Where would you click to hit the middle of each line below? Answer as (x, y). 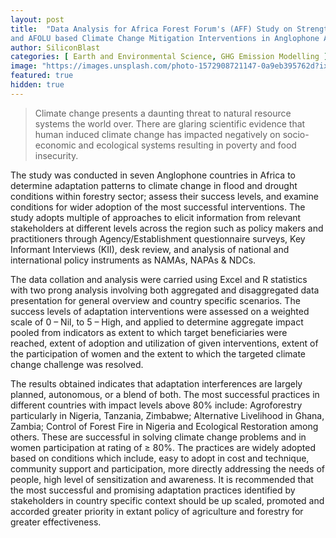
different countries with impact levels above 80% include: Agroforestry (156, 405)
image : (24, 66)
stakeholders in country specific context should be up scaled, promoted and (167, 500)
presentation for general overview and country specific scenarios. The (155, 300)
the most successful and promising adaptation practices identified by (153, 490)
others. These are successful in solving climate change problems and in (158, 437)
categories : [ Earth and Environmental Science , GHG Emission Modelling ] (169, 57)
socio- (296, 134)
